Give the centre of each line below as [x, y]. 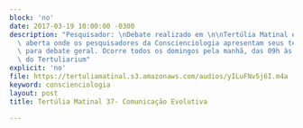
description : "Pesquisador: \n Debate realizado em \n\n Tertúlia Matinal [149, 34]
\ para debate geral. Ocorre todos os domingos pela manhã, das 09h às [155, 51]
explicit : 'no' [38, 69]
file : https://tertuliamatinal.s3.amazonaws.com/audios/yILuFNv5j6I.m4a [149, 77]
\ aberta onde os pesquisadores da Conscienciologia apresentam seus [151, 43]
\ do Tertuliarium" [54, 59]
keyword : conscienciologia [60, 85]
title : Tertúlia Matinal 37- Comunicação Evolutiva [108, 101]
